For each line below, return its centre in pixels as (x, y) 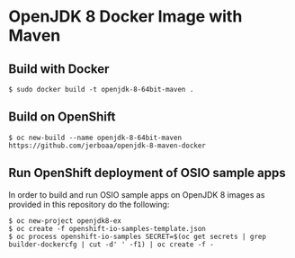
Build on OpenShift (62, 117)
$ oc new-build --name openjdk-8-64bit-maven (95, 138)
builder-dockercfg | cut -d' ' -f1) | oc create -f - (112, 245)
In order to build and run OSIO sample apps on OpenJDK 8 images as (137, 194)
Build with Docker (59, 69)
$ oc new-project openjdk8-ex (65, 221)
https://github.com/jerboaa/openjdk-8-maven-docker (107, 146)
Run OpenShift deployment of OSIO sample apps (147, 173)
